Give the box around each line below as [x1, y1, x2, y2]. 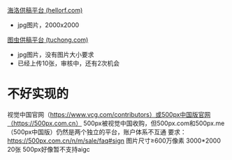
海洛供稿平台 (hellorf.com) [7, 6, 83, 14]
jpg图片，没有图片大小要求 [17, 51, 94, 58]
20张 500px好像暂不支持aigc [7, 145, 91, 153]
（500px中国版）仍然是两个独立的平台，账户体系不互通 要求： [7, 127, 187, 136]
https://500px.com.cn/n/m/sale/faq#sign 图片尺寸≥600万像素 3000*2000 [7, 136, 222, 145]
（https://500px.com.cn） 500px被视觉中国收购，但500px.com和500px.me [7, 119, 225, 127]
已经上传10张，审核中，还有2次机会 [17, 59, 120, 67]
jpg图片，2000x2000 [17, 21, 80, 29]
